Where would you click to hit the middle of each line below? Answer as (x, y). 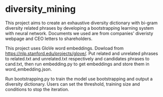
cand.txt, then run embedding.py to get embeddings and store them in (77, 64)
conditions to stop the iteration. (37, 89)
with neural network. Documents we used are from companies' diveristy (79, 33)
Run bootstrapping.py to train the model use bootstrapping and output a (79, 79)
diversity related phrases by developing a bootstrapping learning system (80, 28)
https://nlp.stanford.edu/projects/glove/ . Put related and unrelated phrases (82, 53)
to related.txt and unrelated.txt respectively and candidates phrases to (77, 58)
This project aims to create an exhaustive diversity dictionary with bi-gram (81, 23)
